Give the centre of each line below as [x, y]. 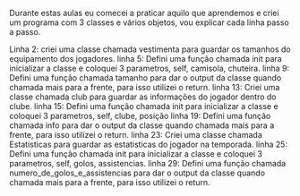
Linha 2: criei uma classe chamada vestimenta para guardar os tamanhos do [150, 49]
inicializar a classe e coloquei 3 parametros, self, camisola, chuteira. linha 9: [149, 68]
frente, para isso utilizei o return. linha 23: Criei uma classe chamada [136, 135]
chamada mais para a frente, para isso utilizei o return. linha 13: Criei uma [145, 87]
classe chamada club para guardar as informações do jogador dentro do [143, 97]
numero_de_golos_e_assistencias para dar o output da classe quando [137, 173]
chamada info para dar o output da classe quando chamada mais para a [142, 125]
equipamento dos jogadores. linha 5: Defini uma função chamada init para [146, 59]
